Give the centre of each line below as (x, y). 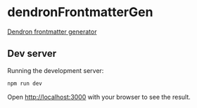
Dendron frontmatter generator (52, 32)
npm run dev (25, 83)
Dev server (32, 54)
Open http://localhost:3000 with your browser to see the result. (99, 97)
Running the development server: (56, 70)
